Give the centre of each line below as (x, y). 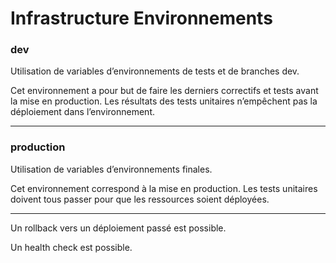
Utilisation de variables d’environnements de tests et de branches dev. (155, 71)
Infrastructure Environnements (141, 18)
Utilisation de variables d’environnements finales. (111, 169)
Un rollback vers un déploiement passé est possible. (118, 228)
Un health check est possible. (71, 247)
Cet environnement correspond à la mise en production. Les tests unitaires (164, 188)
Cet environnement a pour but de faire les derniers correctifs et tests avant (164, 91)
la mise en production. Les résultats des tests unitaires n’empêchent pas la (164, 101)
